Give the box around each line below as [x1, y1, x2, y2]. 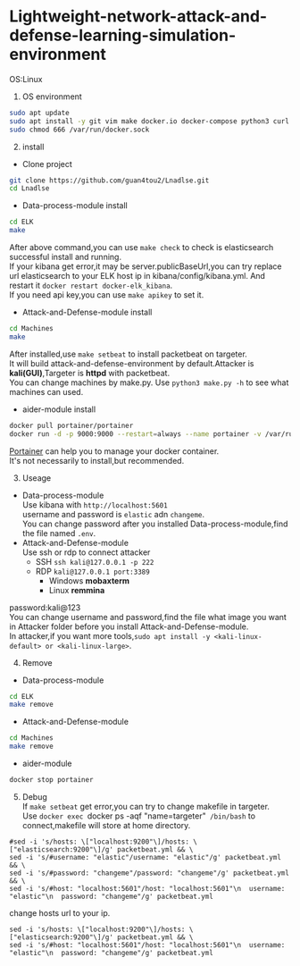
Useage [21, 472, 52, 483]
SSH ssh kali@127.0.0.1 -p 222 [35, 556, 154, 567]
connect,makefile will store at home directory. [21, 819, 191, 830]
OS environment [21, 91, 82, 102]
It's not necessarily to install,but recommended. [9, 455, 185, 466]
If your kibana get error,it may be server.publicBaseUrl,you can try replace [9, 261, 282, 272]
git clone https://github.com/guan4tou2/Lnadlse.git [9, 176, 210, 185]
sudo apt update [9, 108, 70, 117]
